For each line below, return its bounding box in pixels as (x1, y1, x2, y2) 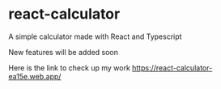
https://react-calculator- (132, 62, 213, 73)
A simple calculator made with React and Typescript (8, 32, 182, 41)
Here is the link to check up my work (8, 62, 131, 73)
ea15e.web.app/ (8, 71, 62, 81)
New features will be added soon (8, 47, 119, 57)
